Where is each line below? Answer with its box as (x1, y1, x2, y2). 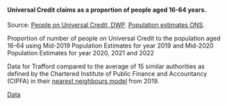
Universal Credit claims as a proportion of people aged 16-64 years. (7, 6, 207, 14)
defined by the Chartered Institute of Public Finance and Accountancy (7, 70, 208, 78)
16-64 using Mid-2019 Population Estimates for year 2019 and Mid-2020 (7, 41, 214, 50)
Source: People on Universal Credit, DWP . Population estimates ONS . (7, 21, 205, 29)
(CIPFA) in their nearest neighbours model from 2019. (7, 77, 160, 86)
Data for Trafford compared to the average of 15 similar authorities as (7, 62, 205, 70)
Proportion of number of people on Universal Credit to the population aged (7, 35, 221, 43)
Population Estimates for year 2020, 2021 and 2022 (7, 49, 155, 57)
